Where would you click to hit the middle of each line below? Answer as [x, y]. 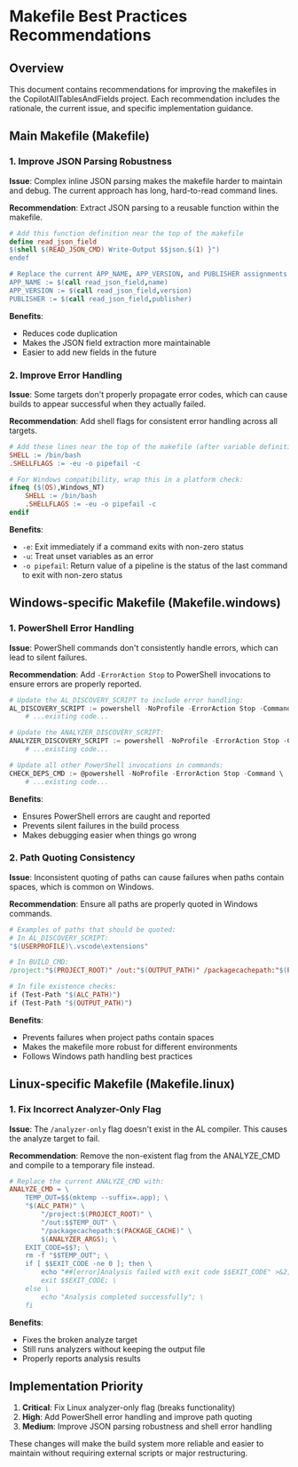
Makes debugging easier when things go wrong [109, 835]
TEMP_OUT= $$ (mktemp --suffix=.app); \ [97, 1198]
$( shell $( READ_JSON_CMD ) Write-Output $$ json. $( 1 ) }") [114, 250]
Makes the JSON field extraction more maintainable [116, 342]
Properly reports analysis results [81, 1359]
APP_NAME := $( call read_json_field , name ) [89, 283]
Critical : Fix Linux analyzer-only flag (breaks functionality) [129, 1407]
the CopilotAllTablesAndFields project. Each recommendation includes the [145, 99]
